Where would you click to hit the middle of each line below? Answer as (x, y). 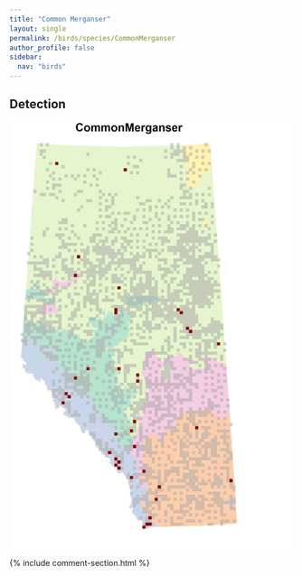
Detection (38, 104)
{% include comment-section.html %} (80, 562)
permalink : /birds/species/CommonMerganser (93, 38)
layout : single (38, 28)
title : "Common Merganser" (60, 19)
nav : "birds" (42, 67)
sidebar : (26, 57)
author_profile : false (52, 48)
